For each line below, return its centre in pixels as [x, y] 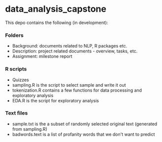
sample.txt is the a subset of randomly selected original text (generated [85, 124]
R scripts [16, 69]
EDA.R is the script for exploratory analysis [56, 100]
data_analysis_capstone [56, 9]
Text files [16, 113]
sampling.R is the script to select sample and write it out [69, 85]
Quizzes [20, 80]
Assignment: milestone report [42, 56]
